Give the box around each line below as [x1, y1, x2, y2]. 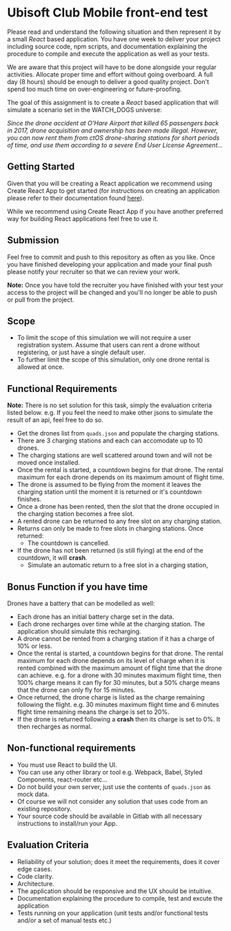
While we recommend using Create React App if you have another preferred [7, 207, 223, 215]
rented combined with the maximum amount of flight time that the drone [17, 664, 222, 672]
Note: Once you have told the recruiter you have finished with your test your [7, 280, 224, 289]
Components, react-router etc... [17, 775, 108, 784]
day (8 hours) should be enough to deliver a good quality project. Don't [7, 77, 209, 85]
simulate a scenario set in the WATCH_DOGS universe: [7, 105, 162, 114]
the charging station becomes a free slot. [17, 510, 134, 518]
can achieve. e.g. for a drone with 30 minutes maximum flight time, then [17, 671, 222, 679]
